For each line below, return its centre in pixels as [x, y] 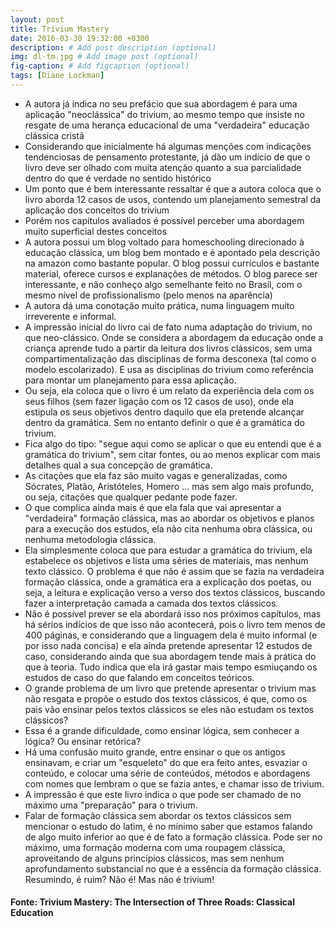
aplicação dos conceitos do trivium [97, 210]
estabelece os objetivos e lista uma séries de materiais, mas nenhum [166, 560]
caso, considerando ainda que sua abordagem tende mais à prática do [170, 656]
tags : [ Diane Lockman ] [57, 76]
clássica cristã [54, 135]
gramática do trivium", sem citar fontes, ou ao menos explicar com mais [173, 454]
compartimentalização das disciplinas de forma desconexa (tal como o [170, 358]
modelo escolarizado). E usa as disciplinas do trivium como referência [169, 369]
